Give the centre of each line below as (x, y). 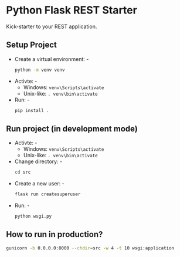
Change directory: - (38, 161)
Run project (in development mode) (72, 129)
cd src (23, 173)
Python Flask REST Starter (72, 10)
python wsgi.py (33, 217)
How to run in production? (55, 234)
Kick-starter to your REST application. (52, 26)
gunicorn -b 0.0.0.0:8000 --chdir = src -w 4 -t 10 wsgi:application (90, 248)
